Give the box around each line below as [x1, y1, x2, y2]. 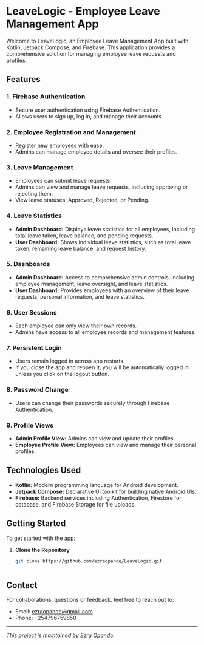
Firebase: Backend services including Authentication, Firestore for [15, 494, 182, 502]
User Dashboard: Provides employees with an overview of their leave [15, 287, 189, 294]
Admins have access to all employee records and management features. [15, 329, 196, 336]
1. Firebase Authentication [6, 92, 86, 101]
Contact [6, 580, 38, 590]
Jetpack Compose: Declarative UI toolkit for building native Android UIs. [15, 488, 197, 495]
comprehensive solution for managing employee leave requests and [6, 50, 176, 57]
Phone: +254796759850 [15, 615, 77, 622]
